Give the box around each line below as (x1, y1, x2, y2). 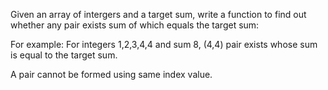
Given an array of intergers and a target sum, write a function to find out (10, 9, 307, 20)
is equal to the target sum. (10, 49, 118, 61)
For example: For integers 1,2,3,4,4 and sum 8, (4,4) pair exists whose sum (10, 39, 318, 50)
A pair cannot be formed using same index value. (10, 69, 213, 80)
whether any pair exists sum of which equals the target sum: (10, 19, 260, 31)
